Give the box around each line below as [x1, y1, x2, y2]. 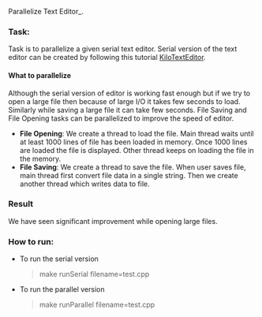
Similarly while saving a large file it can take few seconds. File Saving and [8, 105, 247, 114]
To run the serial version [19, 254, 99, 263]
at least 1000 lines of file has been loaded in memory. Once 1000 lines [19, 137, 248, 147]
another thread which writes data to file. [19, 179, 150, 188]
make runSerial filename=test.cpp [39, 270, 150, 279]
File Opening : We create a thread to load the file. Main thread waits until [19, 129, 254, 138]
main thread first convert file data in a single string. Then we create [19, 170, 238, 180]
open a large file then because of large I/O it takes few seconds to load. [8, 96, 241, 106]
